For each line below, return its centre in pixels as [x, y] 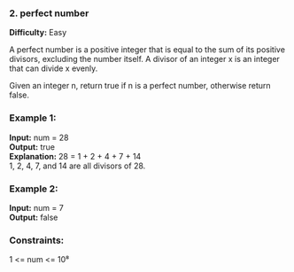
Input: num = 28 [39, 137]
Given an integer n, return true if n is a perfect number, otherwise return [140, 86]
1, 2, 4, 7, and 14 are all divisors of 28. [77, 166]
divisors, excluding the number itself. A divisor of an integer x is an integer [145, 59]
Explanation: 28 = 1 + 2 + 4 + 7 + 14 [75, 156]
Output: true [32, 147]
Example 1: [33, 118]
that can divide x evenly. [54, 68]
